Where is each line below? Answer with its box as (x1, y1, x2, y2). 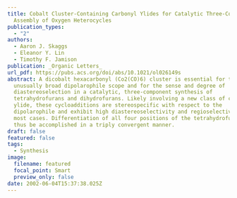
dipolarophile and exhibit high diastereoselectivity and (13, 108, 188, 115)
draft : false (7, 128, 46, 135)
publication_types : (7, 23, 65, 30)
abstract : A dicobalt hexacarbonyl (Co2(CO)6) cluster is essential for (7, 75, 226, 83)
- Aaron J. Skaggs (13, 43, 68, 50)
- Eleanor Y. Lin (13, 50, 65, 57)
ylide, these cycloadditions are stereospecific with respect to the (13, 102, 222, 109)
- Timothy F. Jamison (13, 56, 78, 63)
